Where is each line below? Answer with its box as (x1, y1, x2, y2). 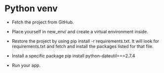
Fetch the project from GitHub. (11, 19, 74, 25)
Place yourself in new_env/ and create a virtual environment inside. (11, 28, 149, 34)
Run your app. (11, 62, 41, 68)
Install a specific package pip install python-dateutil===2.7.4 (11, 52, 135, 59)
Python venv (4, 3, 58, 14)
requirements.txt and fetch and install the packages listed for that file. (11, 43, 154, 49)
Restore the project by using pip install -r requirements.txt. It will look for (11, 38, 160, 44)
